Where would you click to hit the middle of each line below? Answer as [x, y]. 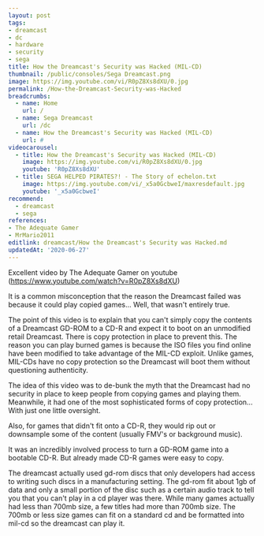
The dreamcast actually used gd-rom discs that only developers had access [132, 473]
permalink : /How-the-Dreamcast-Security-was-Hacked [95, 89]
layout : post [30, 15]
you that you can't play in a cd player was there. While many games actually [131, 498]
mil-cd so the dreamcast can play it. [67, 523]
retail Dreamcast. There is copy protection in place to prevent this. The [123, 337]
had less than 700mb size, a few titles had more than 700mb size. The [122, 506]
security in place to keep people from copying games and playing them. [125, 393]
